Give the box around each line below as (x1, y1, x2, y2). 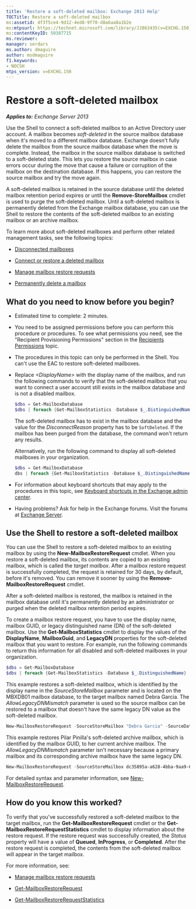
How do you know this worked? (6, 798, 123, 808)
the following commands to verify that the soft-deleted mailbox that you (14, 377, 187, 384)
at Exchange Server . (14, 511, 63, 518)
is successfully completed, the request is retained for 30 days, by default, (6, 568, 183, 576)
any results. (14, 436, 43, 443)
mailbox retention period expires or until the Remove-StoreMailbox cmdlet (6, 192, 185, 199)
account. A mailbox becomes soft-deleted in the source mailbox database (6, 131, 184, 138)
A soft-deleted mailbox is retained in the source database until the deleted (6, 186, 184, 193)
